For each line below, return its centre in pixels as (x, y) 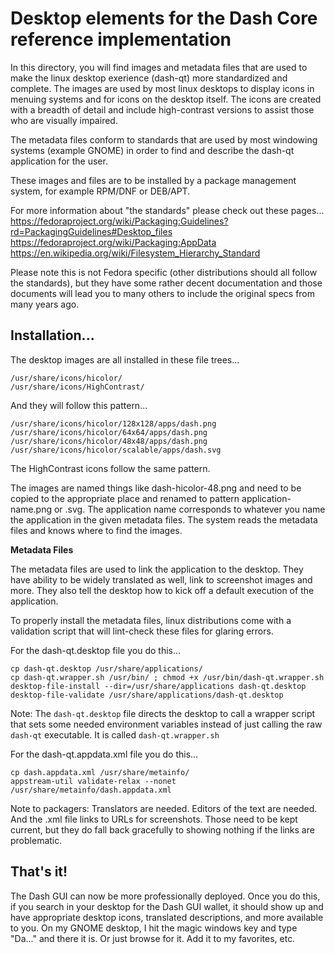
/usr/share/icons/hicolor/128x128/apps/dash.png (113, 423)
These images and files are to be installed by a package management (153, 180)
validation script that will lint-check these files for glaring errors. (142, 631)
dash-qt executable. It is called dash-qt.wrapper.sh (115, 734)
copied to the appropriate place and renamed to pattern (125, 498)
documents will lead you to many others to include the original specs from (163, 293)
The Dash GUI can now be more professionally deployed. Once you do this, (165, 896)
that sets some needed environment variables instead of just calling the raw (166, 724)
